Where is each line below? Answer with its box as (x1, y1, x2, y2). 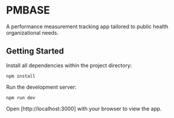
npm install (6, 73, 35, 79)
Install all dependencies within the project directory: (6, 62, 132, 69)
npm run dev (6, 95, 35, 100)
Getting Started (6, 46, 64, 56)
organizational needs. (6, 29, 59, 36)
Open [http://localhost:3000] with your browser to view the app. (6, 105, 162, 112)
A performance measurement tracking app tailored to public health (6, 23, 169, 30)
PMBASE (6, 4, 50, 17)
